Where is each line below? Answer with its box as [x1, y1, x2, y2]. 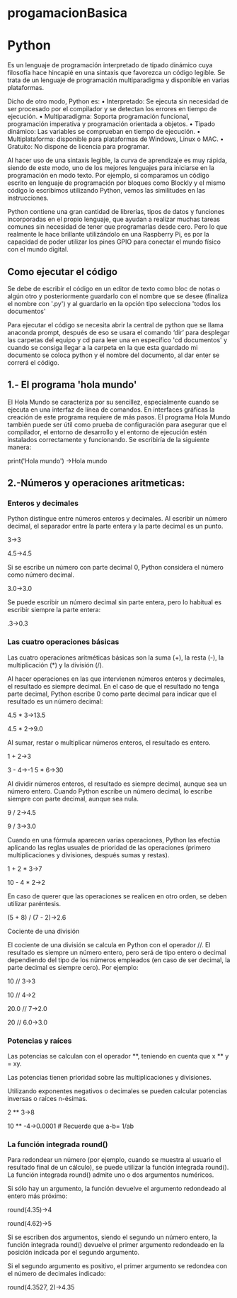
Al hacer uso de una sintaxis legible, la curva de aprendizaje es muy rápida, [7, 156, 228, 164]
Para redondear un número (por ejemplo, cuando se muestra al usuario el [7, 1156, 221, 1164]
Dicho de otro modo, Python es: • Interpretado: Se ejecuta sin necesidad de [7, 97, 229, 106]
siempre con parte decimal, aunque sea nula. [7, 794, 139, 803]
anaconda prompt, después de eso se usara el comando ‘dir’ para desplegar [7, 328, 230, 337]
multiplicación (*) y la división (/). [7, 660, 104, 669]
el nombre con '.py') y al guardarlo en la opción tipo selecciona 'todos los [7, 299, 221, 307]
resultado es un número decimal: [7, 696, 103, 706]
